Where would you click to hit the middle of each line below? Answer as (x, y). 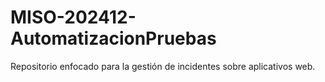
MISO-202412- (73, 17)
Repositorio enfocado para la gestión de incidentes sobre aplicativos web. (163, 66)
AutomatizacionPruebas (113, 38)
